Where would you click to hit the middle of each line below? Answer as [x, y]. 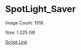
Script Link [16, 42]
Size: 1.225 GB [20, 32]
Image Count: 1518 [24, 23]
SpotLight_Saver [41, 9]
